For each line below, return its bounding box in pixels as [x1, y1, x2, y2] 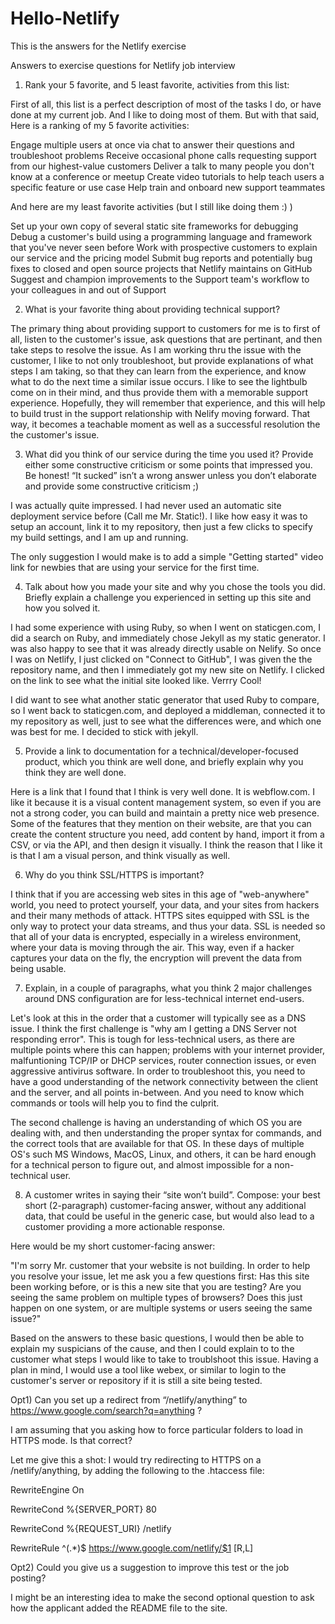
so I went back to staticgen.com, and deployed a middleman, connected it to [10, 704, 326, 716]
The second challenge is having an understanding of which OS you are [10, 1116, 303, 1128]
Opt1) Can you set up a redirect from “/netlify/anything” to [10, 1393, 248, 1406]
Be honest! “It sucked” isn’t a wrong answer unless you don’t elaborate [24, 469, 317, 481]
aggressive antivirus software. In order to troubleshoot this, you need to [10, 1065, 306, 1077]
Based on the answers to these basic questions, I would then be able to [10, 1332, 305, 1344]
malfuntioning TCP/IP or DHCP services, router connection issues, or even [10, 1054, 317, 1066]
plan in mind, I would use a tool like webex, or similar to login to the [10, 1363, 287, 1376]
